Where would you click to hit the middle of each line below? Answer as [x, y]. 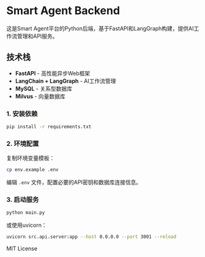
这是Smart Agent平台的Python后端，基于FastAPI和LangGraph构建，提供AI [100, 28]
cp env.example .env [33, 170]
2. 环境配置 [23, 144]
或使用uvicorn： [27, 225]
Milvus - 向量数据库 [40, 96]
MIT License [22, 248]
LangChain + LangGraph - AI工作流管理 [65, 81]
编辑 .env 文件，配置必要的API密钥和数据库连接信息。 [74, 182]
